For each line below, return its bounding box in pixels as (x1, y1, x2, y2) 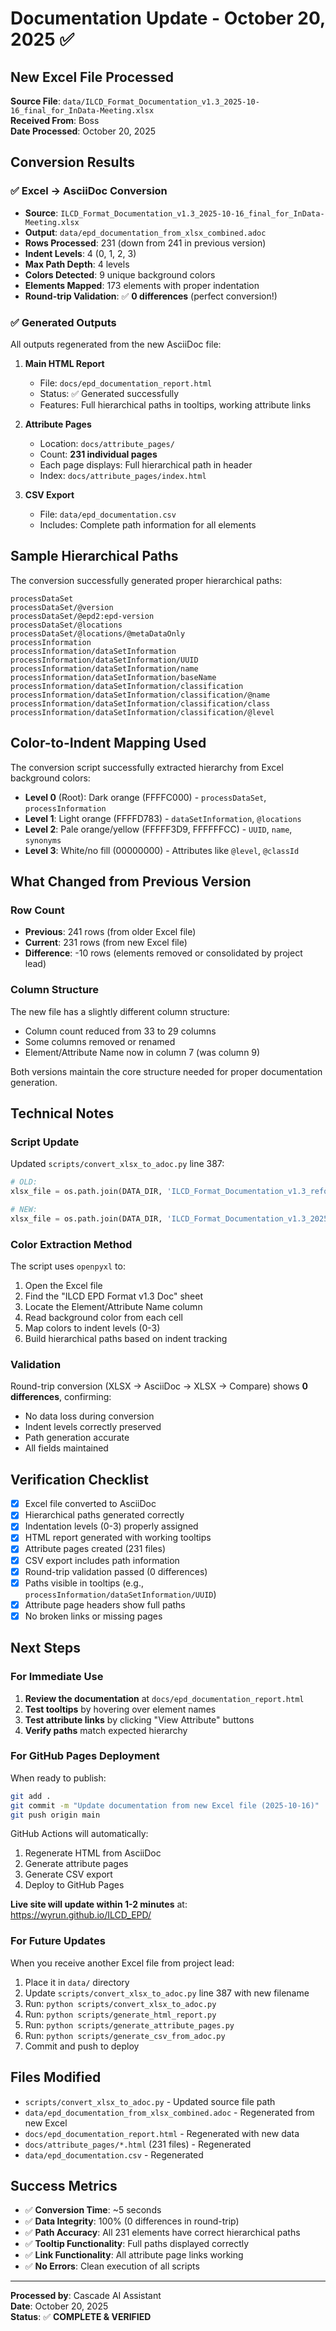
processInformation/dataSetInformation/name (10, 663, 199, 674)
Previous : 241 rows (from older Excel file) (24, 926, 197, 938)
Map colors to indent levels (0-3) (24, 1322, 161, 1334)
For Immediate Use (10, 1670, 104, 1684)
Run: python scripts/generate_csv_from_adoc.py (24, 2029, 226, 2041)
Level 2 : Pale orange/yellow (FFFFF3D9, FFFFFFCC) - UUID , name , (24, 823, 293, 835)
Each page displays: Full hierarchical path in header (39, 458, 253, 471)
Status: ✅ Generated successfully (39, 387, 180, 399)
